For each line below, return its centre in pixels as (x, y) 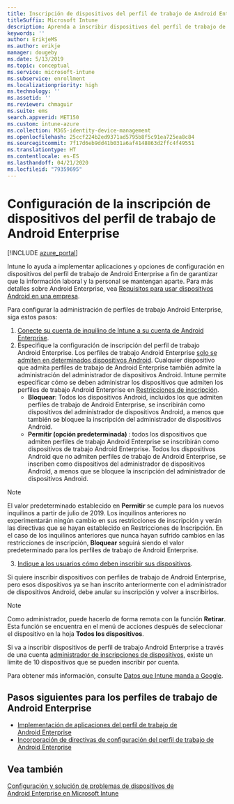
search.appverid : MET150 (43, 117)
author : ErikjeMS (32, 40)
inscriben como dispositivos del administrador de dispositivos (116, 464)
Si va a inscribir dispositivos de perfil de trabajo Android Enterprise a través (116, 647)
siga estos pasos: (32, 317)
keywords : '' (26, 33)
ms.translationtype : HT (42, 150)
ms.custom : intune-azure (43, 124)
